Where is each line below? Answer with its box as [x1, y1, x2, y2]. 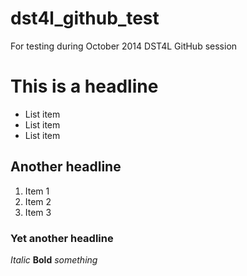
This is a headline [10, 75, 159, 98]
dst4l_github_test [10, 7, 160, 30]
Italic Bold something [10, 253, 98, 266]
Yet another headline [10, 231, 114, 245]
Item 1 [24, 185, 50, 197]
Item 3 [24, 206, 52, 218]
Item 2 [24, 195, 52, 207]
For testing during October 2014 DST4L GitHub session [10, 40, 238, 52]
